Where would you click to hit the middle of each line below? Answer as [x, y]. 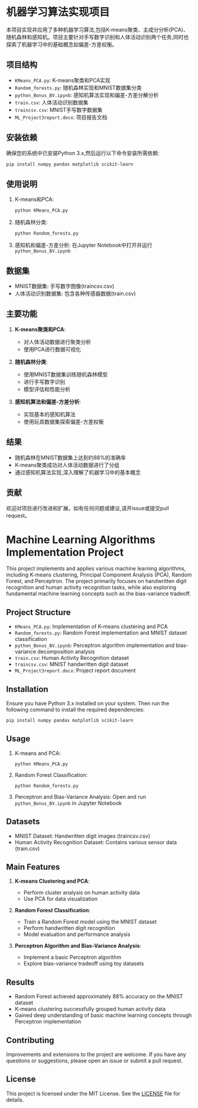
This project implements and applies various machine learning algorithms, [96, 569]
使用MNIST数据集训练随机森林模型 [66, 374]
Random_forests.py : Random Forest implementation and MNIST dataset [101, 633]
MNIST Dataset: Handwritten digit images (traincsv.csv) [82, 836]
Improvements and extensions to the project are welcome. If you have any [96, 1054]
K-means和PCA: [34, 199]
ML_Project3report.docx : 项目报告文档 [61, 117]
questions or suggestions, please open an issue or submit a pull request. [95, 1061]
